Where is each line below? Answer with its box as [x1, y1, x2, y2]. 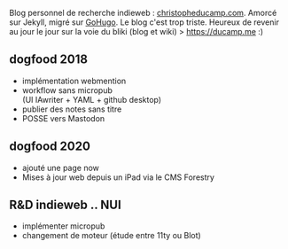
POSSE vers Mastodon [21, 113, 105, 123]
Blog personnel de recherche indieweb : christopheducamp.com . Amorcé [9, 8, 277, 18]
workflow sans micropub [21, 84, 113, 96]
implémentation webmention [21, 75, 127, 86]
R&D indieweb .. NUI [9, 198, 121, 213]
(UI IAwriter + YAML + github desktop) [21, 94, 162, 105]
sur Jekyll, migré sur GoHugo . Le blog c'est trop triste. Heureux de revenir [9, 17, 279, 27]
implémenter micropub [21, 221, 105, 231]
